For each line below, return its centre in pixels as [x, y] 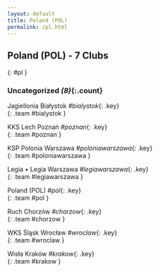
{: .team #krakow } [34, 261]
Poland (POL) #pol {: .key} [44, 190]
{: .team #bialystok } [37, 113]
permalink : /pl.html [38, 27]
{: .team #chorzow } [36, 219]
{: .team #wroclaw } [36, 240]
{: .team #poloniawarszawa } [49, 156]
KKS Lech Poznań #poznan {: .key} [57, 127]
